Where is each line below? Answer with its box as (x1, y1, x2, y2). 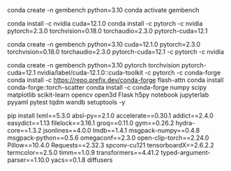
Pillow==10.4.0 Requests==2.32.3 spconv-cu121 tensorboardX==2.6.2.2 (7, 141, 214, 149)
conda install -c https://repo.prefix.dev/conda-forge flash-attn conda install (7, 76, 224, 84)
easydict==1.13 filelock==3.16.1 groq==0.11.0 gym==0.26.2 (7, 119, 174, 127)
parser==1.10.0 (7, 156, 50, 164)
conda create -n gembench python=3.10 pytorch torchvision (7, 61, 180, 69)
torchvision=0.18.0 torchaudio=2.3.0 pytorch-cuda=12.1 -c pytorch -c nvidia (7, 48, 225, 56)
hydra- (175, 119, 195, 127)
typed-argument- (160, 149, 211, 156)
